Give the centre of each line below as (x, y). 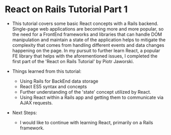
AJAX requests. (36, 102)
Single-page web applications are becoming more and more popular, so (88, 29)
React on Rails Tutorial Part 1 (66, 9)
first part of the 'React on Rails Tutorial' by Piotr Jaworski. (73, 61)
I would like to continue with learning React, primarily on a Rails (86, 122)
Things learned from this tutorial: (47, 71)
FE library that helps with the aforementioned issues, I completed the (85, 56)
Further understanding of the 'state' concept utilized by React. (85, 92)
